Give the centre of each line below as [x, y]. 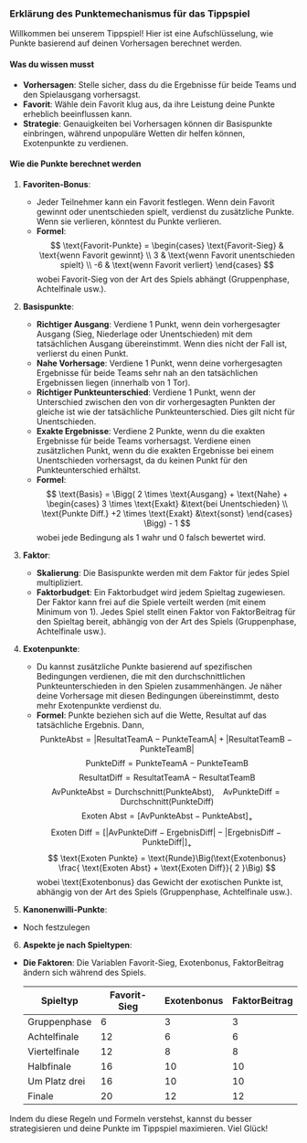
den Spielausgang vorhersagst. [82, 94]
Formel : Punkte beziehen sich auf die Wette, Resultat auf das [151, 715]
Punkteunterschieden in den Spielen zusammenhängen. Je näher [159, 686]
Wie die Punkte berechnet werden [75, 164]
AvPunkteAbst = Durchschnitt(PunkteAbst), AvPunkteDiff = [166, 791]
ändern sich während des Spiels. [84, 973]
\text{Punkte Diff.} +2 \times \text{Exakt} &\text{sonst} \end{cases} [167, 513]
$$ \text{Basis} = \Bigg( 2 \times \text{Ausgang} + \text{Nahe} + [167, 494]
